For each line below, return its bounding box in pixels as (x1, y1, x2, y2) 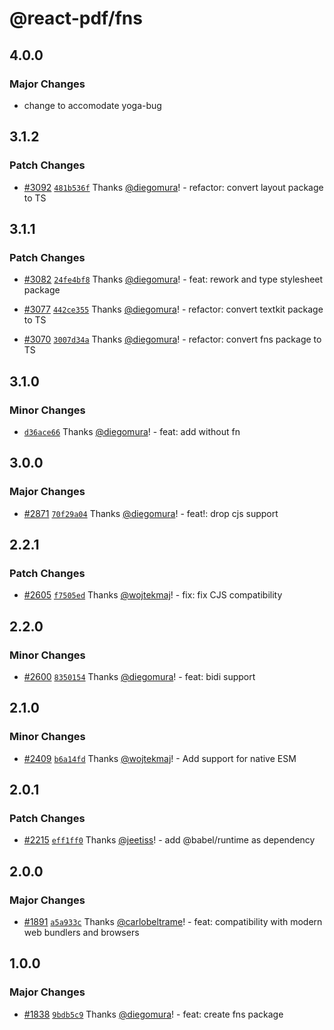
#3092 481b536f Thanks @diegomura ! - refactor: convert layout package (23, 181, 324, 193)
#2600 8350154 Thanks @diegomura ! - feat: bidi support (23, 671, 256, 682)
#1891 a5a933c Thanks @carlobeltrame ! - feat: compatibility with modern (23, 916, 323, 928)
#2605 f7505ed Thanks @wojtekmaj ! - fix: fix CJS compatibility (23, 589, 283, 601)
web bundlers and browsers (23, 927, 140, 939)
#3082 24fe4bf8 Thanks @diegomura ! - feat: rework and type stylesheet (23, 273, 324, 286)
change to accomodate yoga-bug (23, 99, 162, 111)
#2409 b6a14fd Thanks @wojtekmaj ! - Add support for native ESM (23, 752, 297, 764)
